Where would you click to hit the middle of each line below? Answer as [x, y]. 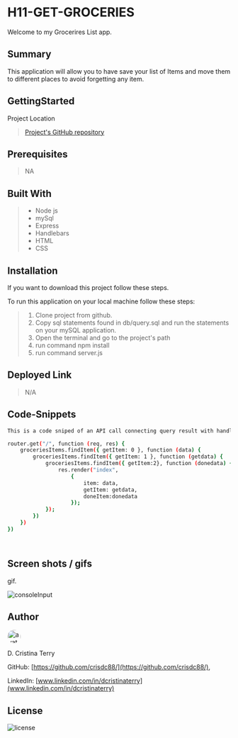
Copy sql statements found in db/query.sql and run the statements [132, 323]
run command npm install [72, 345]
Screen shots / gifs [50, 564]
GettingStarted [41, 101]
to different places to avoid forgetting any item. [76, 79]
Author [23, 616]
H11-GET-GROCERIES [71, 12]
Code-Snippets [42, 414]
